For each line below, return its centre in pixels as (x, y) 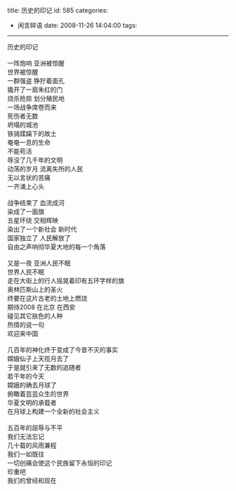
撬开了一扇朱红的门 (35, 89)
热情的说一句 (26, 325)
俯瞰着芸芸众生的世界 (38, 394)
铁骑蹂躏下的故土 (32, 133)
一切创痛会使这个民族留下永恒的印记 (60, 463)
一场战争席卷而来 (32, 107)
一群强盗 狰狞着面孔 (36, 81)
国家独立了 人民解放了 (39, 238)
